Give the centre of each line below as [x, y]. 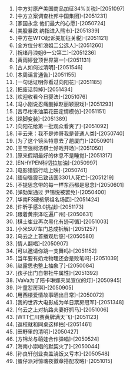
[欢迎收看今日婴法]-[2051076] [51, 97]
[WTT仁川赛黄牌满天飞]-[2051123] [57, 317]
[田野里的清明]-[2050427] [47, 332]
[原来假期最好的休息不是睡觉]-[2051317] [64, 155]
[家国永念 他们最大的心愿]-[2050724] [60, 23]
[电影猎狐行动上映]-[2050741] [51, 170]
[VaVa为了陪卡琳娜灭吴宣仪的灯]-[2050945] [69, 280]
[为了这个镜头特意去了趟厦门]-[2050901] [64, 141]
